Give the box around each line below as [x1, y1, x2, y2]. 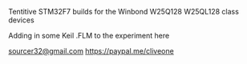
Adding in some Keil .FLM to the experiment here [8, 31, 170, 40]
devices [8, 15, 34, 25]
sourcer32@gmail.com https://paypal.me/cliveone [8, 46, 174, 55]
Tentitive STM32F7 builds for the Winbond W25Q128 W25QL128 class [8, 7, 239, 16]
